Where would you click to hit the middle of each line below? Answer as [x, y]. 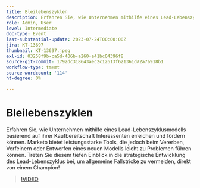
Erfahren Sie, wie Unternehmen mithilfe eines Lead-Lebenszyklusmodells [96, 130]
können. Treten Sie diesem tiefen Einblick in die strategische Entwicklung [96, 155]
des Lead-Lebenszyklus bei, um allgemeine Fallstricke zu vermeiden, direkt [99, 161]
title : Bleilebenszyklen [37, 12]
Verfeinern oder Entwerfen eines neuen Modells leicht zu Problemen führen [99, 149]
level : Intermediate [32, 28]
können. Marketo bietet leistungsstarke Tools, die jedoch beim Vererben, [95, 142]
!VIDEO [29, 179]
